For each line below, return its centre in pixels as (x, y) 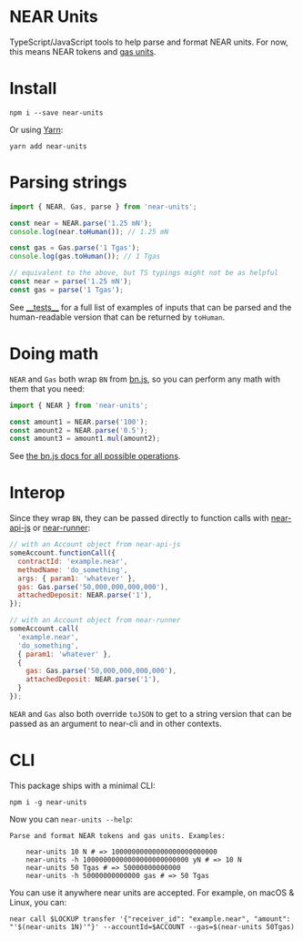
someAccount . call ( (44, 629)
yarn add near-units (49, 146)
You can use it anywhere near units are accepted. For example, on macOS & (152, 892)
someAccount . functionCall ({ (63, 553)
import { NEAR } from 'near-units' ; (79, 405)
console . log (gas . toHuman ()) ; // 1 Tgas (85, 257)
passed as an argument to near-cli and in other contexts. (116, 723)
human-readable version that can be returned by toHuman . (117, 317)
